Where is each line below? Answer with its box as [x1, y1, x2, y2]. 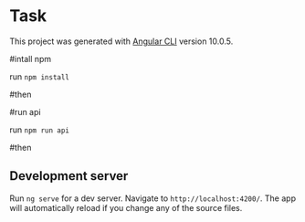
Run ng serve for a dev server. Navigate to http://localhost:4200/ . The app [9, 193, 297, 204]
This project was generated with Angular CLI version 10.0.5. [9, 36, 234, 47]
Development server [9, 168, 129, 184]
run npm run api [9, 124, 70, 135]
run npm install [9, 70, 70, 82]
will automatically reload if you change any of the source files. [9, 202, 243, 213]
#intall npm [9, 53, 52, 64]
